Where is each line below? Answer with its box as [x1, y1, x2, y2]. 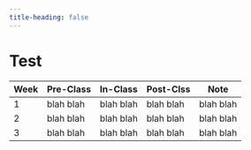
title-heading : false [9, 12, 89, 22]
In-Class [100, 83, 139, 95]
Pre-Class [47, 83, 91, 95]
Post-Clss [146, 83, 191, 95]
